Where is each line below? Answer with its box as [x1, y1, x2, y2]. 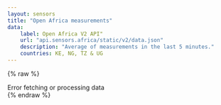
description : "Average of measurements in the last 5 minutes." [20, 43, 215, 50]
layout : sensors [7, 10, 55, 18]
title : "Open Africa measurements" [7, 17, 113, 24]
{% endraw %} [7, 90, 51, 99]
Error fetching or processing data [7, 83, 105, 92]
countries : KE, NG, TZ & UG [20, 50, 103, 57]
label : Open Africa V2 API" [20, 30, 103, 38]
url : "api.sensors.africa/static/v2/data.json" [20, 37, 163, 44]
